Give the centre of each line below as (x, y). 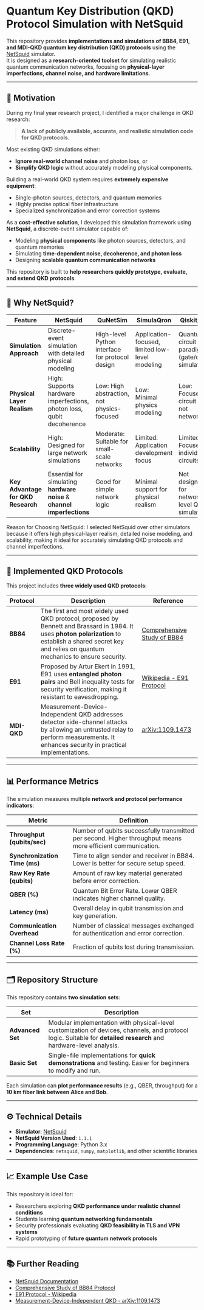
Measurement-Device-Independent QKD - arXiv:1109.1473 (88, 1301)
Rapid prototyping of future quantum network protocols (86, 1238)
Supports (61, 386)
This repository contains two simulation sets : (63, 997)
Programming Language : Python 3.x (61, 1144)
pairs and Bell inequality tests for (87, 682)
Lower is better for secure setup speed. (129, 864)
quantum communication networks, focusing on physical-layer (86, 67)
